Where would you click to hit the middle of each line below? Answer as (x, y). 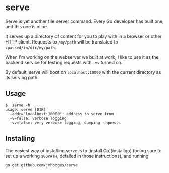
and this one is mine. (27, 26)
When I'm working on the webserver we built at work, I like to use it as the (82, 57)
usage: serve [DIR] (26, 110)
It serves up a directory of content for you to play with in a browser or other (84, 36)
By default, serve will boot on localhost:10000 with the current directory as (83, 72)
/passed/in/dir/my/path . (31, 47)
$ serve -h (18, 105)
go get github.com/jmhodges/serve (42, 165)
